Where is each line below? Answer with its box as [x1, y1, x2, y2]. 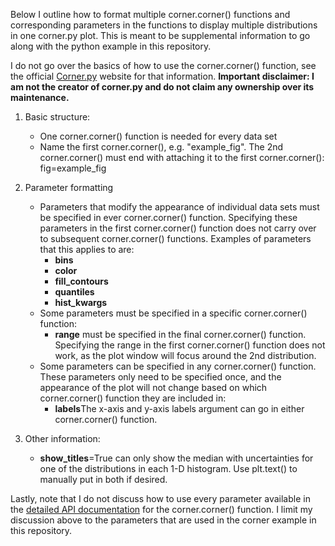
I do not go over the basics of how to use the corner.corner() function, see [10, 60, 317, 71]
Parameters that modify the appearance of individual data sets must [39, 201, 320, 213]
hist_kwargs [54, 297, 108, 308]
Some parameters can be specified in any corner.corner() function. [39, 360, 317, 372]
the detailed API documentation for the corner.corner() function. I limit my [10, 504, 313, 515]
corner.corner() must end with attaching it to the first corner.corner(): [39, 152, 325, 163]
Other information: [24, 433, 101, 444]
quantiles [54, 286, 95, 298]
